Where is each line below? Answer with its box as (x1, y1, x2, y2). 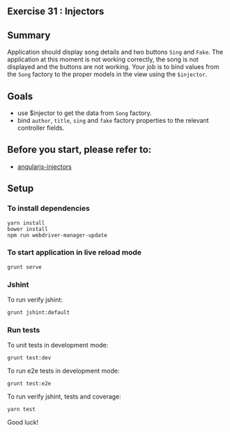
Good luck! (7, 418, 39, 426)
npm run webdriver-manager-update (7, 232, 108, 239)
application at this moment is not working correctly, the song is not (7, 55, 199, 64)
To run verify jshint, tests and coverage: (7, 392, 122, 401)
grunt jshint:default (7, 309, 70, 316)
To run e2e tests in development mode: (7, 366, 120, 375)
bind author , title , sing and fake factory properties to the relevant (17, 117, 209, 125)
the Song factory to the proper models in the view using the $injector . (7, 70, 208, 79)
